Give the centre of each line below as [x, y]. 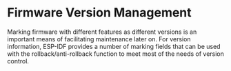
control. [18, 61]
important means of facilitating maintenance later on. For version [99, 39]
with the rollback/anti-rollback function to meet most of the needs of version [115, 54]
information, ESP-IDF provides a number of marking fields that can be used [114, 46]
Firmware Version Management [99, 13]
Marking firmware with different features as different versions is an [102, 32]
